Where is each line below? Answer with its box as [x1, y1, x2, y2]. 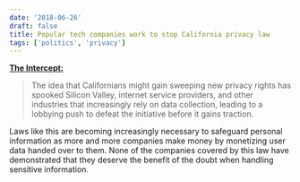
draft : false [9, 22, 58, 30]
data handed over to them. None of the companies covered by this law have [9, 145, 289, 156]
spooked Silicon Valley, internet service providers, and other [30, 90, 253, 100]
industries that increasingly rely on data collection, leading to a [30, 100, 263, 110]
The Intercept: [9, 63, 64, 74]
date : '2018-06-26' [9, 13, 82, 22]
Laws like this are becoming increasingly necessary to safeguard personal [9, 126, 283, 137]
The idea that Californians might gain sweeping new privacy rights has [30, 80, 292, 91]
